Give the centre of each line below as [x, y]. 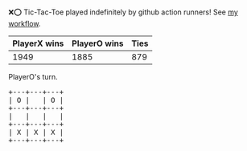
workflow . [25, 24]
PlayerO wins [98, 43]
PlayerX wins [38, 43]
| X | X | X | [36, 132]
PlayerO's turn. [33, 77]
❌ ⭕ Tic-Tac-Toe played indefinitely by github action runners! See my [123, 12]
